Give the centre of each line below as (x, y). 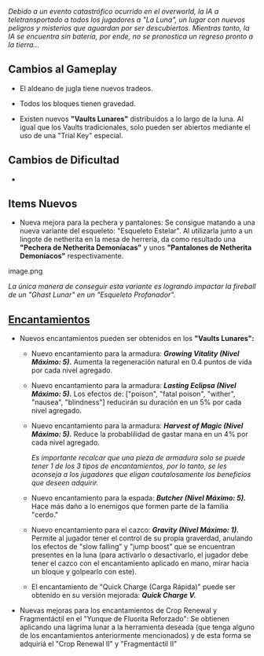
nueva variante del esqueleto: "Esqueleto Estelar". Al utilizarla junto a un (136, 231)
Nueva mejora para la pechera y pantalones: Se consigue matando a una (137, 222)
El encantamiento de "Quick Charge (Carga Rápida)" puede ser (133, 587)
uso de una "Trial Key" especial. (71, 135)
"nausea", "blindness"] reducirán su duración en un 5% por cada (136, 402)
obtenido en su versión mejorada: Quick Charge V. (114, 596)
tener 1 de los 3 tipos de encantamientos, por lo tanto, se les (129, 466)
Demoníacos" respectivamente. (71, 256)
